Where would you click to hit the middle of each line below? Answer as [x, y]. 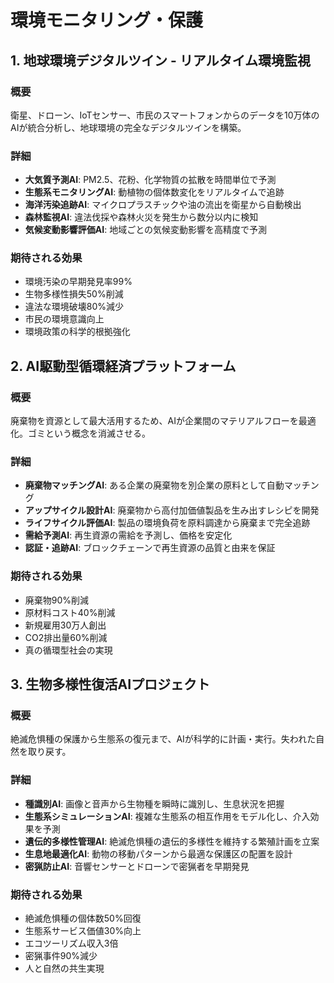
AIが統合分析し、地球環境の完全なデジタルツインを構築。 [128, 127]
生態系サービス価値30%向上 [83, 931]
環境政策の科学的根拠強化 [77, 332]
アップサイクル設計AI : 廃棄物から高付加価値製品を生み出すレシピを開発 [172, 510]
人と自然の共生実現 [64, 968]
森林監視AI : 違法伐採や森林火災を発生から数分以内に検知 [141, 217]
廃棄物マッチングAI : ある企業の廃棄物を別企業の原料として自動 [154, 485]
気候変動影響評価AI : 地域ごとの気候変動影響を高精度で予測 [146, 230]
